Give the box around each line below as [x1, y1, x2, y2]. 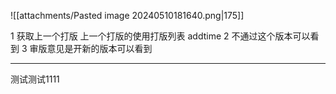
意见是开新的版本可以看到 [46, 43, 153, 54]
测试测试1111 [10, 73, 60, 85]
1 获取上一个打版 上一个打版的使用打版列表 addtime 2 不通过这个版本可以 [10, 30, 311, 42]
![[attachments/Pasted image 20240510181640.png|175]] [10, 10, 245, 21]
